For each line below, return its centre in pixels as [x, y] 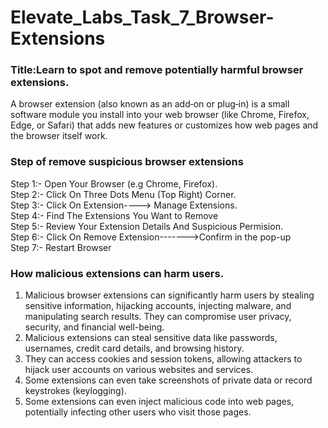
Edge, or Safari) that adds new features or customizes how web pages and [164, 125]
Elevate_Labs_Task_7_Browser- [142, 17]
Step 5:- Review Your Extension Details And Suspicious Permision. [146, 226]
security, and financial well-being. [94, 327]
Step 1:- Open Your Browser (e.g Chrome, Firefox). [114, 183]
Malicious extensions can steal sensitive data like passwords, [151, 338]
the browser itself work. [59, 136]
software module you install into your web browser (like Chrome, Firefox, [160, 115]
